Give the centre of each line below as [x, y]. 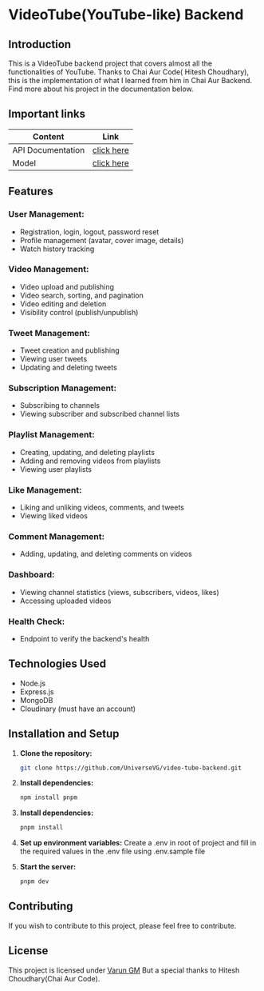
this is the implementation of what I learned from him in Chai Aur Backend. [130, 80]
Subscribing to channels [59, 406]
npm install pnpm [49, 797]
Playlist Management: [51, 435]
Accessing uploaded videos [65, 601]
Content [49, 136]
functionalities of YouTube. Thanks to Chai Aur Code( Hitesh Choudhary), [129, 72]
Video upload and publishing [67, 286]
